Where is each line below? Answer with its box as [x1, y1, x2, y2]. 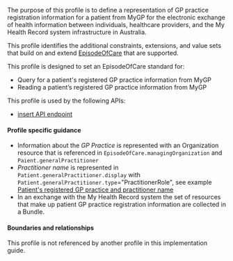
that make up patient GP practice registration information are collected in [17, 201, 226, 209]
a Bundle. [17, 208, 45, 216]
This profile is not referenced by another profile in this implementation [7, 239, 208, 247]
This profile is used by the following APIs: [7, 96, 126, 105]
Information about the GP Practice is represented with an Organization [17, 142, 219, 150]
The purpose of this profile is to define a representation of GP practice [7, 6, 209, 14]
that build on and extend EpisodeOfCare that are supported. [7, 49, 179, 57]
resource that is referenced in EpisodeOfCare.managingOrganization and [17, 149, 223, 157]
